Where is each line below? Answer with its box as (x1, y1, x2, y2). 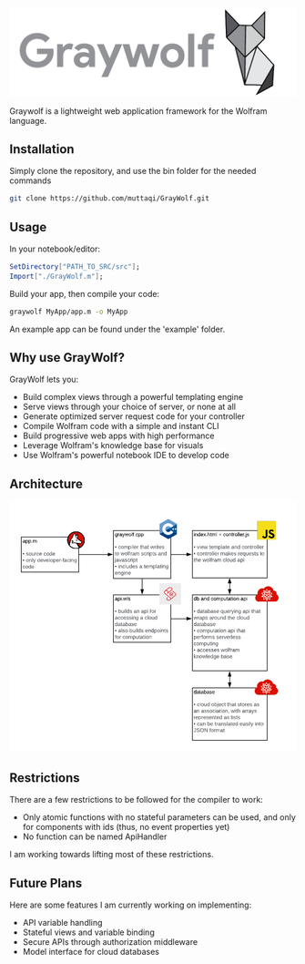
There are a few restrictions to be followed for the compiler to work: (9, 795, 264, 805)
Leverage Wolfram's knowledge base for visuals (22, 440, 204, 451)
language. (9, 115, 47, 126)
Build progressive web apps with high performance (22, 430, 215, 441)
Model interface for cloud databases (22, 947, 159, 958)
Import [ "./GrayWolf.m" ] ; (9, 272, 104, 281)
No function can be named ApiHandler (22, 831, 168, 842)
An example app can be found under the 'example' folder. (9, 323, 226, 334)
